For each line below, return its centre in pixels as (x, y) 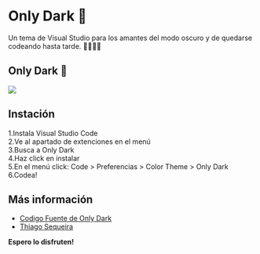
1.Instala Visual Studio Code (53, 133)
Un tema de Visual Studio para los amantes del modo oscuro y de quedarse (130, 38)
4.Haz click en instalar (44, 158)
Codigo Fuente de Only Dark (66, 219)
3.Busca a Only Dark (41, 149)
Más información (51, 199)
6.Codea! (23, 175)
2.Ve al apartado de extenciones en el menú (79, 142)
